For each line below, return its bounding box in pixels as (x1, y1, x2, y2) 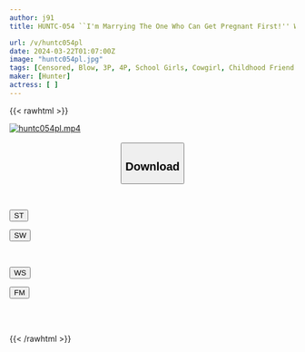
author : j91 (9, 13, 54, 23)
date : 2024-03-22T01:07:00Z (9, 46, 116, 55)
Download (125, 160, 180, 173)
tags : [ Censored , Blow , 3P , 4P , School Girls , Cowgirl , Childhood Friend (9, 64, 295, 73)
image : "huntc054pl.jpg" (9, 55, 103, 64)
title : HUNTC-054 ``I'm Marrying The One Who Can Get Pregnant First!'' (9, 22, 290, 31)
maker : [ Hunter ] (9, 72, 71, 82)
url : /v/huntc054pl (9, 38, 84, 47)
